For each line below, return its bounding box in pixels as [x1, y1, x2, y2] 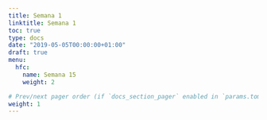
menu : [8, 56, 26, 64]
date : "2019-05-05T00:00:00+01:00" [8, 41, 126, 49]
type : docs [8, 33, 44, 42]
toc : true [8, 26, 41, 34]
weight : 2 [22, 78, 56, 86]
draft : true [8, 48, 48, 56]
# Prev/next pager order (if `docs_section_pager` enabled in [8, 92, 219, 100]
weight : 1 [8, 100, 41, 108]
